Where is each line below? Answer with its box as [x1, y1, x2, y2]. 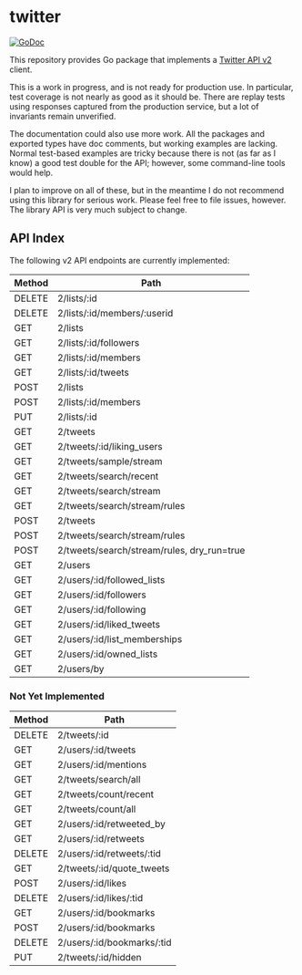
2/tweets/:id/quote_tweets [57, 862, 170, 875]
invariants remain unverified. [9, 110, 116, 121]
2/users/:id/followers [57, 588, 147, 601]
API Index [9, 231, 65, 246]
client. [9, 64, 33, 75]
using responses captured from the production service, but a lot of [9, 100, 259, 111]
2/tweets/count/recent [57, 788, 155, 801]
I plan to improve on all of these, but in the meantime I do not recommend [9, 184, 285, 195]
